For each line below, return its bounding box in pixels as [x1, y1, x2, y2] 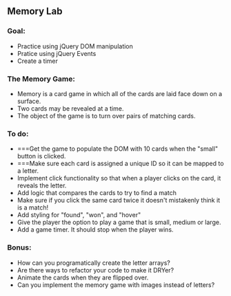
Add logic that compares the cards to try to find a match [17, 189, 177, 197]
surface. [17, 97, 41, 105]
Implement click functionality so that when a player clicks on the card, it [17, 174, 221, 183]
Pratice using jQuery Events [17, 49, 97, 57]
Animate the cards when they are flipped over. [17, 273, 149, 281]
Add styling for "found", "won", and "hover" [17, 211, 141, 219]
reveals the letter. [17, 181, 67, 189]
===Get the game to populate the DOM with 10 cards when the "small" [17, 145, 219, 153]
